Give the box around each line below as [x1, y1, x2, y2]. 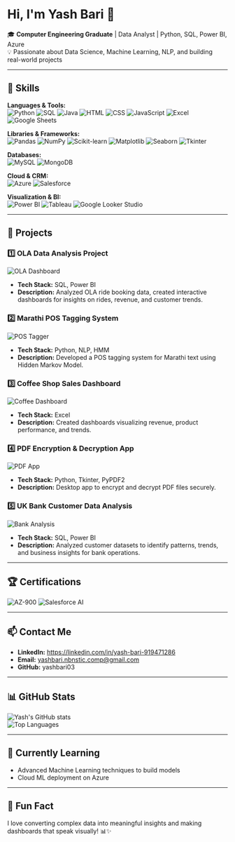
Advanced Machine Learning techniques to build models [17, 766, 180, 774]
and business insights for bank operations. [17, 548, 141, 556]
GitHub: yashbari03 [17, 663, 76, 671]
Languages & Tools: [7, 101, 66, 109]
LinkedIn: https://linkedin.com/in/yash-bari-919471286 [17, 648, 176, 657]
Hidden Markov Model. [17, 361, 84, 369]
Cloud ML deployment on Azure [17, 773, 110, 782]
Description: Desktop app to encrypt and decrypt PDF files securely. [17, 483, 217, 492]
